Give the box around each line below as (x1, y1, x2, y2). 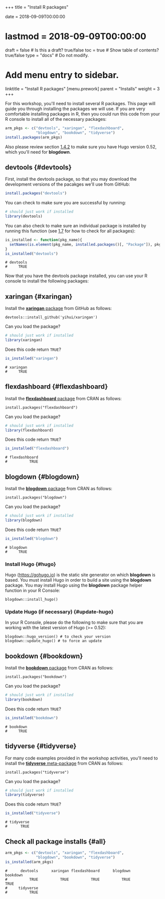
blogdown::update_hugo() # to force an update (5, 639, 102, 644)
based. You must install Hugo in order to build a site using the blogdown (5, 577, 151, 583)
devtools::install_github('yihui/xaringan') (5, 315, 98, 320)
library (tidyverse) (5, 792, 45, 797)
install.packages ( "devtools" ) (5, 191, 67, 196)
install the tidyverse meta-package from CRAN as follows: (5, 760, 124, 766)
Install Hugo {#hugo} (5, 561, 56, 567)
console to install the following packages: (5, 278, 89, 284)
